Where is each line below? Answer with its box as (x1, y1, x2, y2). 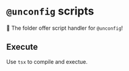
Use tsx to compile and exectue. (6, 58, 88, 65)
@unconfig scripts (6, 4, 94, 18)
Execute (6, 42, 38, 52)
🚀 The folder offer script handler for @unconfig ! (6, 24, 124, 32)
